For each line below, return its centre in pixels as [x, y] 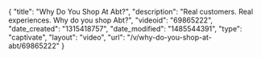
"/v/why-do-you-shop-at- [169, 37]
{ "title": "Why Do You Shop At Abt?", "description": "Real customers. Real [131, 12]
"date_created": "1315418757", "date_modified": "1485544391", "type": [125, 29]
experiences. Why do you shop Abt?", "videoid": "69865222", [111, 20]
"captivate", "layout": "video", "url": [67, 37]
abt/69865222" [34, 46]
